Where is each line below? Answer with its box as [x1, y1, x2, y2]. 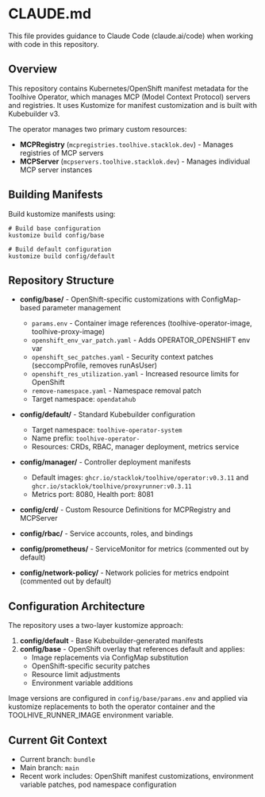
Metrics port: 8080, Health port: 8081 [31, 490, 154, 499]
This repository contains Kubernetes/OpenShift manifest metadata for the [8, 83, 248, 93]
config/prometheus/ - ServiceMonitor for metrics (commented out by [19, 545, 249, 554]
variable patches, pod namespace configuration [19, 780, 177, 789]
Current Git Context [8, 733, 107, 747]
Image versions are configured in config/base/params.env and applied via [8, 694, 248, 703]
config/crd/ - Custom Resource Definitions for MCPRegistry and [19, 505, 231, 514]
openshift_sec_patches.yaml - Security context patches [31, 352, 214, 362]
